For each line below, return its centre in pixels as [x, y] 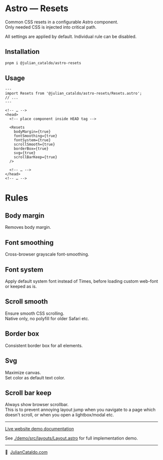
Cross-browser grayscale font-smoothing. [47, 254]
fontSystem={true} [32, 140]
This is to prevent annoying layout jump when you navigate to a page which [81, 410]
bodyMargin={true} [32, 132]
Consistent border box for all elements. [44, 345]
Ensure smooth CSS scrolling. [35, 313]
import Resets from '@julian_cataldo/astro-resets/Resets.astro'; [73, 94]
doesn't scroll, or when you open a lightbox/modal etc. [59, 415]
